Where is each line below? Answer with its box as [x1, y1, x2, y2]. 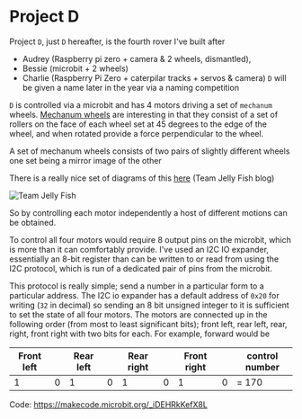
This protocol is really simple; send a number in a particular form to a [9, 281, 265, 291]
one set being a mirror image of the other [9, 155, 162, 165]
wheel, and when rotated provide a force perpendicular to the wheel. [9, 128, 264, 138]
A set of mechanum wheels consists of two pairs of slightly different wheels [9, 146, 290, 156]
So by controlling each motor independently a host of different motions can [9, 207, 288, 218]
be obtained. [9, 217, 57, 227]
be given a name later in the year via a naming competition [22, 82, 240, 93]
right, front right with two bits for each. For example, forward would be [9, 328, 271, 339]
